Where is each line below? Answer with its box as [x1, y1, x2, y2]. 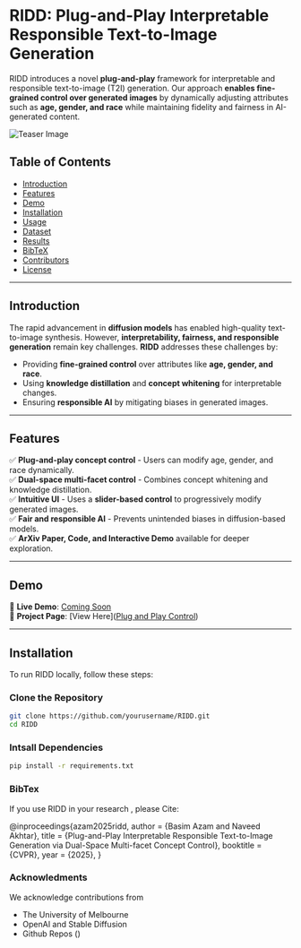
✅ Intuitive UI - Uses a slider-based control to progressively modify [9, 494, 262, 504]
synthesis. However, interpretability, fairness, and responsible [44, 332, 279, 342]
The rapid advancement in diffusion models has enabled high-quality [9, 322, 267, 332]
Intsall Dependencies [9, 741, 104, 754]
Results [21, 235, 50, 246]
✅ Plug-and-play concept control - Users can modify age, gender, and [9, 454, 274, 466]
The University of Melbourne [21, 909, 129, 919]
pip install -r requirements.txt [9, 762, 134, 771]
